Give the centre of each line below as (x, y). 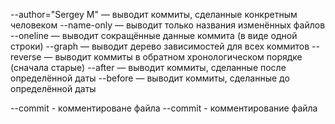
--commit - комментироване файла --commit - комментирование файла (164, 108)
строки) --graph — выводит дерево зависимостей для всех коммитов (160, 46)
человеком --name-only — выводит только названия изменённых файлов (168, 25)
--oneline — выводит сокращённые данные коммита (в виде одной (154, 35)
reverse (26, 57)
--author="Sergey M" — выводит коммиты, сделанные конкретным (154, 14)
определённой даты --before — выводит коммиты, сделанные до (150, 78)
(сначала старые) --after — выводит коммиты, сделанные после (148, 67)
